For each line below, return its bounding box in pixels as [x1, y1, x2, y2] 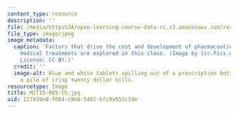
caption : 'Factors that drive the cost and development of [13, 43, 192, 50]
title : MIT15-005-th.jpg [7, 89, 81, 96]
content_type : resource [7, 10, 78, 18]
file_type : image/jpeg [7, 30, 74, 38]
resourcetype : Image [7, 83, 69, 90]
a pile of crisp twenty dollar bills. [20, 76, 135, 84]
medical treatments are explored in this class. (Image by [20, 50, 198, 57]
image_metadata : [7, 37, 55, 44]
